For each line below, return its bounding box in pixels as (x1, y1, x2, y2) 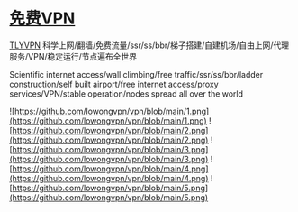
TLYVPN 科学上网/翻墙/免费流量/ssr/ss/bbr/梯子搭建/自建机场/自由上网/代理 (9, 40, 290, 51)
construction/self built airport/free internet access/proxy (9, 78, 219, 89)
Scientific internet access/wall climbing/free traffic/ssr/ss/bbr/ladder (9, 69, 264, 79)
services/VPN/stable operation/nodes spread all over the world (9, 88, 244, 99)
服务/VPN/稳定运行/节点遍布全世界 (9, 51, 138, 61)
